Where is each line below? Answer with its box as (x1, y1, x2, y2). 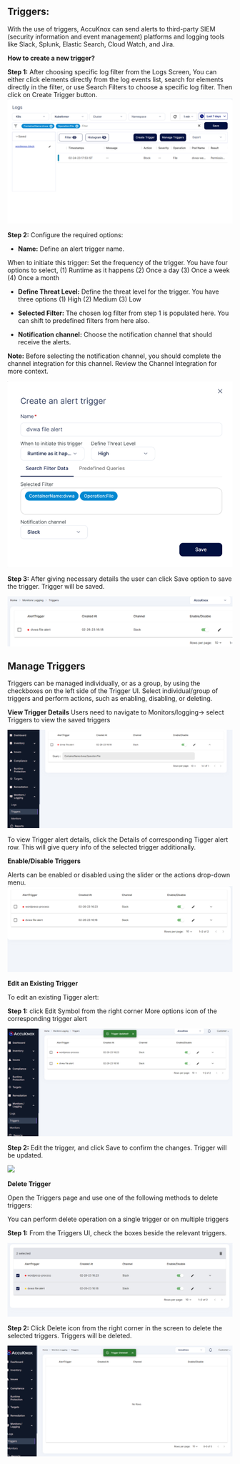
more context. (7, 367, 49, 376)
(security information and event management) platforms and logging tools (7, 32, 225, 41)
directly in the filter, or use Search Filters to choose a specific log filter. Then (7, 82, 233, 91)
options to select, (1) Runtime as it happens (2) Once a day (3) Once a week (7, 266, 230, 274)
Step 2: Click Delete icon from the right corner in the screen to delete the (7, 1324, 223, 1333)
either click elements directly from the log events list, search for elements (7, 75, 224, 84)
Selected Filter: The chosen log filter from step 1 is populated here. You (17, 309, 229, 317)
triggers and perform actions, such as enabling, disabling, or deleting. (7, 694, 213, 703)
